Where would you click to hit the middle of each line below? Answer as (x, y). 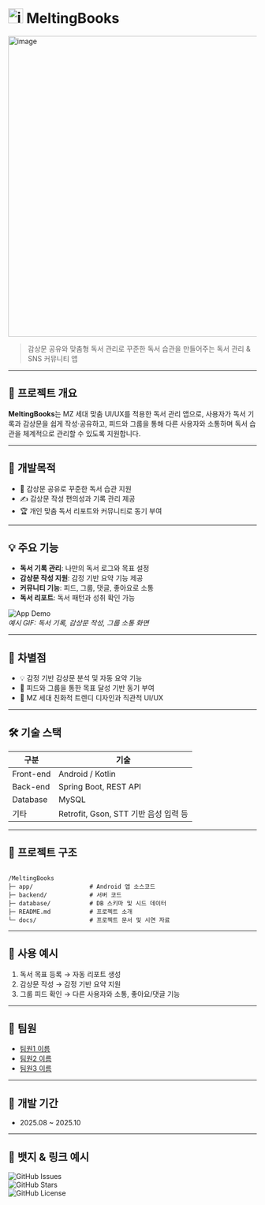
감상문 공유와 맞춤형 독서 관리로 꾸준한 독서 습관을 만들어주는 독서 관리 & (139, 349)
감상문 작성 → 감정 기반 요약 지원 (70, 984)
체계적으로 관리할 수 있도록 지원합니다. (82, 433)
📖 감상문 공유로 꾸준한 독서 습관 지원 (75, 488)
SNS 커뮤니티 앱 (52, 358)
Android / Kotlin (87, 774)
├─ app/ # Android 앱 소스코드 (82, 886)
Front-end (32, 774)
